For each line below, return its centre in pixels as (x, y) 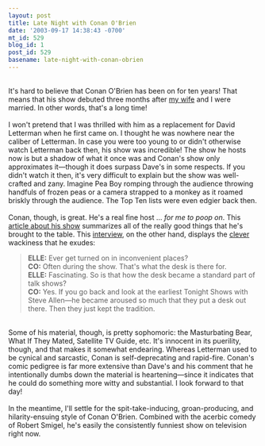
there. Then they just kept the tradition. (91, 308)
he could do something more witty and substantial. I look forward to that (126, 383)
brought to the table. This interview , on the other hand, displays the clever (129, 234)
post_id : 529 (30, 52)
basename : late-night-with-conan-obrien (76, 60)
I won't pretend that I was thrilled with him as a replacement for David (122, 125)
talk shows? (47, 283)
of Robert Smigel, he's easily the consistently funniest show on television (128, 425)
